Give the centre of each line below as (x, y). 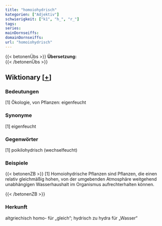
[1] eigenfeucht (21, 126)
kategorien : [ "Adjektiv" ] (32, 14)
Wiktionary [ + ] (28, 78)
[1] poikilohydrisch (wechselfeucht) (41, 150)
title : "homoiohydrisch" (31, 10)
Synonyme (19, 115)
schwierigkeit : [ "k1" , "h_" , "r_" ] (42, 19)
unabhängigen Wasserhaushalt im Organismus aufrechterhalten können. (80, 185)
